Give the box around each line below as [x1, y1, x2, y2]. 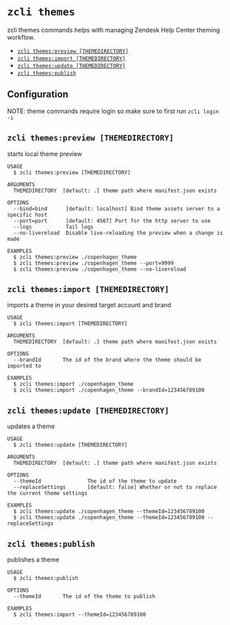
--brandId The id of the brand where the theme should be [13, 356, 202, 364]
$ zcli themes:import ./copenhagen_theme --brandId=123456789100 [13, 387, 205, 394]
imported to [7, 363, 41, 369]
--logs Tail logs [13, 223, 94, 230]
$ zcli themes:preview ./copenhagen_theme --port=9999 [13, 260, 174, 267]
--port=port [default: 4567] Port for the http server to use [13, 217, 211, 224]
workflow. [7, 33, 35, 41]
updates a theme [7, 422, 55, 430]
